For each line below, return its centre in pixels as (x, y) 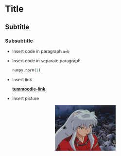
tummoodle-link (29, 89)
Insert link (22, 79)
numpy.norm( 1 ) (26, 70)
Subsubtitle (19, 41)
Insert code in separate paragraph (46, 61)
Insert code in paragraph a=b (41, 51)
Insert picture (26, 98)
